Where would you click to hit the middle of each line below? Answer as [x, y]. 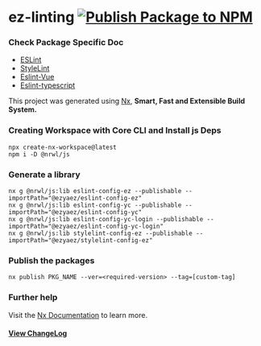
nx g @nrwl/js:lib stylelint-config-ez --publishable [101, 233]
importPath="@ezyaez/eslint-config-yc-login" [86, 227]
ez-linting [41, 17]
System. [23, 109]
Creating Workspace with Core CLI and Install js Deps [115, 130]
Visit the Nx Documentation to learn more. [78, 315]
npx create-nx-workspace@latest [62, 147]
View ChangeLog [38, 333]
